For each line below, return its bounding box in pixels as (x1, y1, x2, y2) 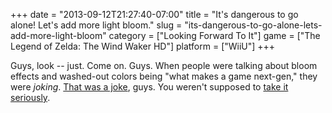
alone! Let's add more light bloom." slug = (10, 19, 183, 31)
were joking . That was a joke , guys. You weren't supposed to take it (10, 81, 289, 93)
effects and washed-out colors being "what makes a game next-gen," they (10, 70, 318, 82)
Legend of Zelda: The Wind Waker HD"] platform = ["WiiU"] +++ (10, 40, 276, 52)
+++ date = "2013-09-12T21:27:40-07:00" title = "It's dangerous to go (10, 9, 299, 20)
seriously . (10, 92, 51, 103)
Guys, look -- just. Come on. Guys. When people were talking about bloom (10, 60, 318, 71)
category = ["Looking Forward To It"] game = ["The (108, 30, 321, 41)
